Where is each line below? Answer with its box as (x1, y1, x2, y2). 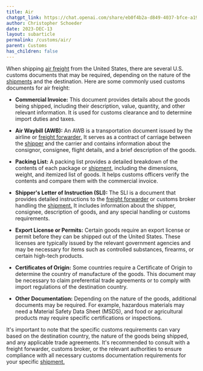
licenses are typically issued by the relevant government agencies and (14, 239, 191, 246)
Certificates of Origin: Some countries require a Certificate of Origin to (14, 264, 193, 271)
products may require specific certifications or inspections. (14, 314, 163, 321)
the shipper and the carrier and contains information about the (14, 140, 171, 147)
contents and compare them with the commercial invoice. (14, 177, 158, 185)
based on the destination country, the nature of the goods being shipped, (6, 332, 188, 340)
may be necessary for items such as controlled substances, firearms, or (14, 246, 195, 253)
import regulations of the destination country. (14, 283, 128, 291)
